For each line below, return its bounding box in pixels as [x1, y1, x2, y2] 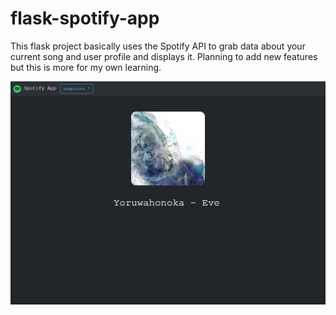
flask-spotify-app [10, 7, 160, 30]
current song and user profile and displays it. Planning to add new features [10, 50, 318, 62]
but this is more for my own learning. [10, 61, 162, 73]
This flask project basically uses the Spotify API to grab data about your [10, 40, 306, 52]
